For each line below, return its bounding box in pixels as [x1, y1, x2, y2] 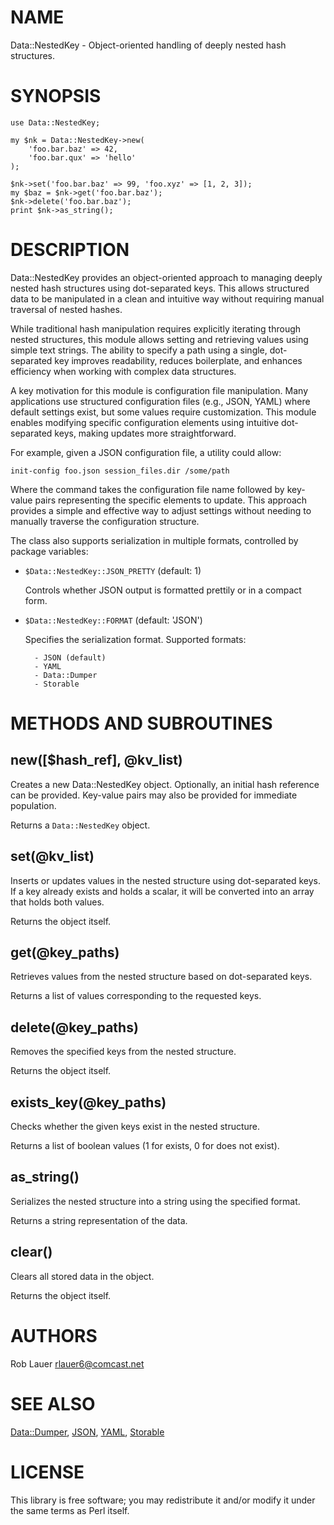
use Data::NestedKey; [10, 117, 101, 128]
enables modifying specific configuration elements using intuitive [10, 416, 280, 428]
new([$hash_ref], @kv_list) [10, 752, 183, 769]
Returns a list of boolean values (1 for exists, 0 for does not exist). [10, 1140, 280, 1152]
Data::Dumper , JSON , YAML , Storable [10, 1426, 165, 1438]
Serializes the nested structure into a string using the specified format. [10, 1195, 301, 1207]
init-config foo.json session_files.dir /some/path [10, 466, 230, 476]
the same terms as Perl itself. [10, 1504, 130, 1516]
